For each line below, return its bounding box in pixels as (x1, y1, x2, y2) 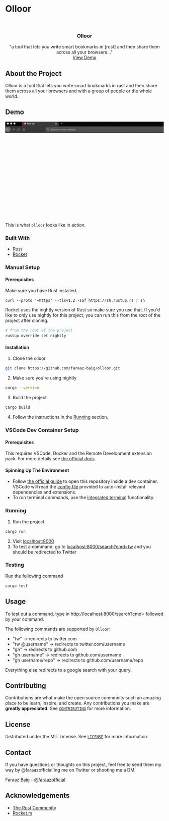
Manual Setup (5, 264, 40, 271)
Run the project (12, 518, 45, 525)
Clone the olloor (12, 355, 46, 361)
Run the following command (5, 573, 63, 579)
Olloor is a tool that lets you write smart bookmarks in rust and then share (5, 83, 157, 89)
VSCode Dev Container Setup (5, 426, 79, 433)
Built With (5, 234, 30, 241)
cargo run (5, 529, 26, 534)
